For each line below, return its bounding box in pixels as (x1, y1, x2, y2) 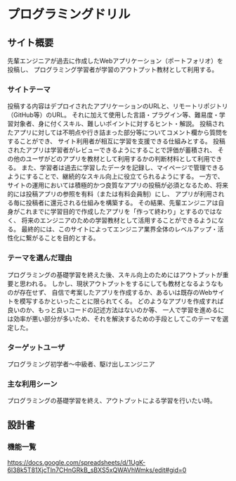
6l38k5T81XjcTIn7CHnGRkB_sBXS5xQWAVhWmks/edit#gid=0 (7, 466, 187, 474)
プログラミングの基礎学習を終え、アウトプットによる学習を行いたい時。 (7, 397, 216, 405)
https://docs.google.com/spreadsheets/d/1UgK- (7, 458, 146, 466)
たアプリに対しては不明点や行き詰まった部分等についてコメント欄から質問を (7, 128, 228, 137)
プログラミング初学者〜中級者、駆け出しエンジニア (7, 359, 155, 368)
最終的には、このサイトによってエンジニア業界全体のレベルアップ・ (20, 225, 218, 233)
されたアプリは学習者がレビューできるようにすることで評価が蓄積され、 (7, 146, 216, 155)
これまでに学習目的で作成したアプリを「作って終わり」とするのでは (19, 207, 216, 216)
